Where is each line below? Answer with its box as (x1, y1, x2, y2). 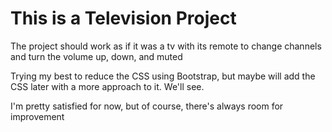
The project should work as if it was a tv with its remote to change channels (10, 40, 322, 52)
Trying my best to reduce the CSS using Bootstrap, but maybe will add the (10, 70, 316, 82)
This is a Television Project (10, 7, 237, 30)
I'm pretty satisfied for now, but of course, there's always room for (10, 100, 284, 112)
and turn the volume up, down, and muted (10, 50, 183, 62)
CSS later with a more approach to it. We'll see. (10, 80, 205, 92)
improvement (10, 110, 65, 122)
